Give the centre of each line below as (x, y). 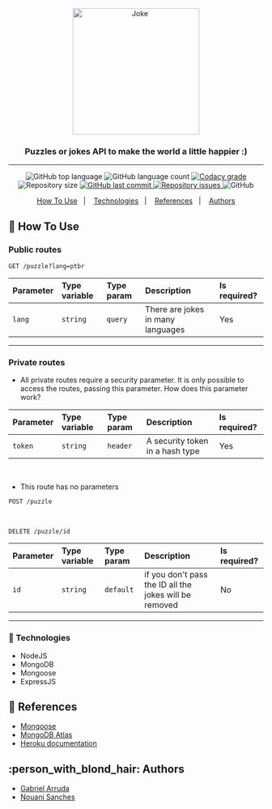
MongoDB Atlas (46, 735)
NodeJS (34, 655)
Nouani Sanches (47, 797)
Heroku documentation (58, 743)
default (119, 590)
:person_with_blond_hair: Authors (96, 769)
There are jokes (174, 309)
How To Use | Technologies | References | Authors (136, 201)
